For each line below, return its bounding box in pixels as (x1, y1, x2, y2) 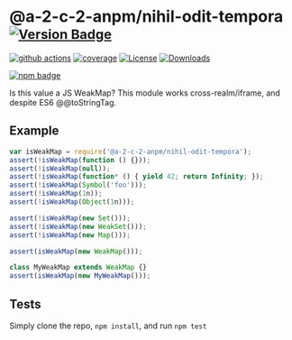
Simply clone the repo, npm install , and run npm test (9, 320, 207, 331)
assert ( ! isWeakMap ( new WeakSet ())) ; (9, 222, 147, 231)
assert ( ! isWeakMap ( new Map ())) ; (9, 230, 131, 240)
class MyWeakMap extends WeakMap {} (9, 263, 147, 272)
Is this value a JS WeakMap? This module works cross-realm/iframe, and (9, 87, 281, 98)
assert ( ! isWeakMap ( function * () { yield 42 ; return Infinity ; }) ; (9, 172, 264, 181)
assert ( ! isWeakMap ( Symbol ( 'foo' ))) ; (9, 180, 147, 190)
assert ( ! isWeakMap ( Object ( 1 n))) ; (9, 198, 135, 207)
